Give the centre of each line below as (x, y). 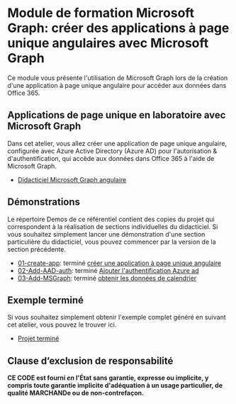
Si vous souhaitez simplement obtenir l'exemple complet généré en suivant (117, 318)
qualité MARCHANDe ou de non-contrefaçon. (75, 393)
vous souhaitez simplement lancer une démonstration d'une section (106, 234)
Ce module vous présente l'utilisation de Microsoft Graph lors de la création (118, 78)
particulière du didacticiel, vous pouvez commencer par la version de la (112, 242)
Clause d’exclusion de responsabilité (90, 360)
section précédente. (36, 249)
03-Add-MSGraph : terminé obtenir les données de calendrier (107, 278)
